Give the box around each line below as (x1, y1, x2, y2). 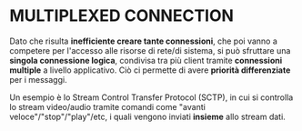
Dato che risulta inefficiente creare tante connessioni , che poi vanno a (9, 35, 277, 46)
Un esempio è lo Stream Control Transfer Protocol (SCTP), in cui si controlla (9, 92, 294, 103)
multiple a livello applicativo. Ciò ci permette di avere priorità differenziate (9, 65, 291, 76)
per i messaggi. (9, 74, 67, 85)
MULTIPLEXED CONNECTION (9, 5, 235, 26)
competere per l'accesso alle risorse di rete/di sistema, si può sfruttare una (9, 45, 291, 55)
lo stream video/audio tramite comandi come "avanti (9, 101, 206, 112)
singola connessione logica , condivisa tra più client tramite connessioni (9, 55, 283, 65)
